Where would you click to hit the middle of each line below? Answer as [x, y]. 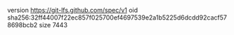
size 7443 [53, 25]
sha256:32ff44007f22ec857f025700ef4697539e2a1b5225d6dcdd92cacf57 [117, 17]
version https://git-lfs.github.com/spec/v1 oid [73, 10]
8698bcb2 [22, 25]
